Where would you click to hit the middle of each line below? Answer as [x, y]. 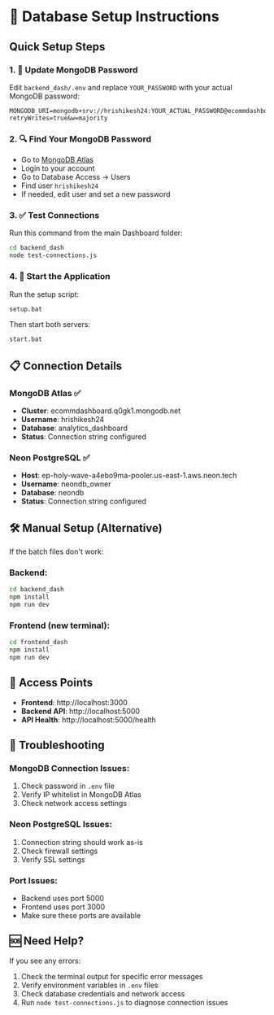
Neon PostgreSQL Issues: [61, 825]
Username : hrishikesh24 [63, 419]
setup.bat [26, 309]
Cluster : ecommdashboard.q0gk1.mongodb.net [101, 411]
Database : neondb [52, 493]
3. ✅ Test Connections [54, 216]
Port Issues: [33, 880]
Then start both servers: [50, 325]
